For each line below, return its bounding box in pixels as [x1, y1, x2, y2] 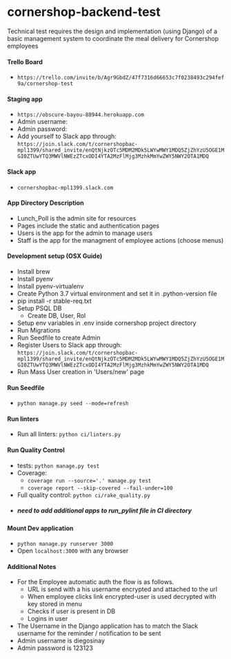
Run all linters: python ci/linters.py [17, 430, 121, 438]
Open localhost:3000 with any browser [17, 547, 129, 555]
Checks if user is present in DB [27, 607, 116, 615]
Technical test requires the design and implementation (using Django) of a [7, 27, 218, 35]
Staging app [7, 95, 43, 103]
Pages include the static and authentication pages [17, 221, 160, 230]
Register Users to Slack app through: [17, 340, 122, 349]
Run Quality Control [7, 445, 65, 454]
